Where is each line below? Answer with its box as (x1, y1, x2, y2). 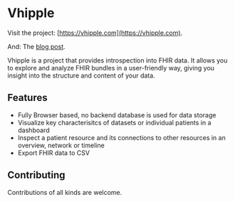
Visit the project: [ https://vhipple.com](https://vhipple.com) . (7, 28, 183, 37)
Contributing (7, 169, 66, 181)
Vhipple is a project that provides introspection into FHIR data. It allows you (7, 55, 228, 65)
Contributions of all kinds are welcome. (7, 188, 122, 196)
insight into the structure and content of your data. (7, 71, 155, 80)
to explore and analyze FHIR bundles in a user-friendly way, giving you (7, 63, 215, 72)
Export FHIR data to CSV (17, 148, 90, 157)
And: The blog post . (7, 42, 66, 51)
